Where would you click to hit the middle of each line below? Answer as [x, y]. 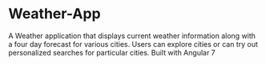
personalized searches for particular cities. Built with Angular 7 [112, 52]
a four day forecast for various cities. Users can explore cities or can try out [133, 44]
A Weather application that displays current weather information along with [132, 36]
